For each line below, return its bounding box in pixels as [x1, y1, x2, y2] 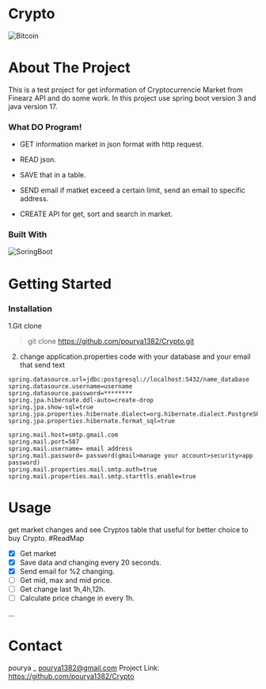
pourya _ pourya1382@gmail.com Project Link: [8, 663, 160, 673]
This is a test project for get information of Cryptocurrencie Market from [8, 85, 243, 94]
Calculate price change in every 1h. [19, 593, 135, 603]
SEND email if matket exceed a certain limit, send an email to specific [19, 185, 245, 195]
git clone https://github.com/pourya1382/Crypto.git [27, 336, 195, 345]
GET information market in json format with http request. [19, 139, 204, 149]
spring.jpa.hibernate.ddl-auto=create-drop [8, 396, 154, 404]
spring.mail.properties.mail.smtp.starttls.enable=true [8, 472, 196, 480]
